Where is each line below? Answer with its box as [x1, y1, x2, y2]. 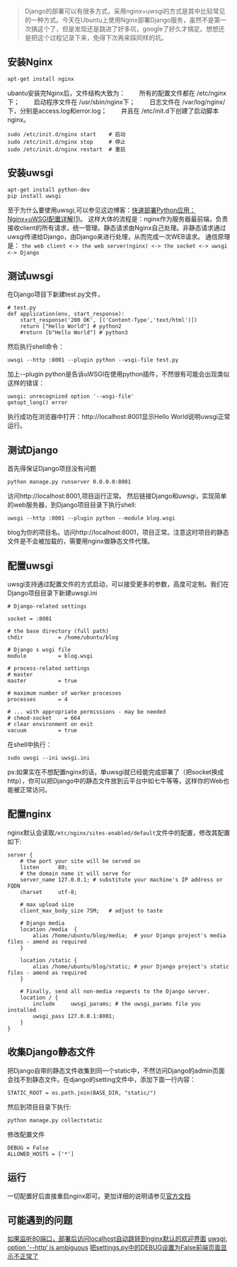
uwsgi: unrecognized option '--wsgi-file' [7, 393, 134, 400]
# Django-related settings [7, 603, 87, 610]
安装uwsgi [7, 167, 54, 179]
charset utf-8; [20, 888, 78, 895]
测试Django [7, 444, 59, 456]
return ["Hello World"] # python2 [20, 323, 122, 330]
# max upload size [20, 900, 74, 908]
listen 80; [20, 864, 69, 871]
